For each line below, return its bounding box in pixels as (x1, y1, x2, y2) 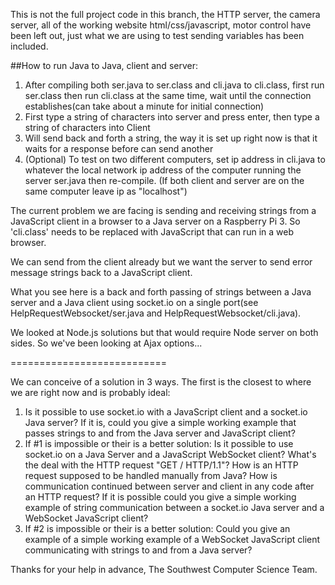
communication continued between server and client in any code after (24, 480, 315, 492)
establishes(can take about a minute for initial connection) (24, 100, 265, 112)
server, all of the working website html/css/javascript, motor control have (10, 19, 312, 31)
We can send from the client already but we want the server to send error (10, 256, 313, 268)
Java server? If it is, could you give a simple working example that (24, 417, 297, 428)
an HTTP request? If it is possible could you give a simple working (24, 491, 297, 503)
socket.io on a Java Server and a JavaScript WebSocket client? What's (24, 449, 317, 460)
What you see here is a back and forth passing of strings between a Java (10, 286, 312, 298)
